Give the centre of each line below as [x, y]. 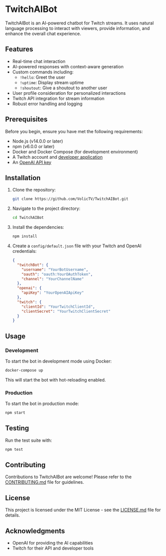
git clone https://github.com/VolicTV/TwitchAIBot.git [70, 199]
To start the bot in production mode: [42, 404]
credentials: [24, 251]
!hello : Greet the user [42, 77]
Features [19, 49]
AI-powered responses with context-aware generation [68, 66]
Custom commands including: [43, 72]
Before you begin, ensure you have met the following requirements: [74, 131]
